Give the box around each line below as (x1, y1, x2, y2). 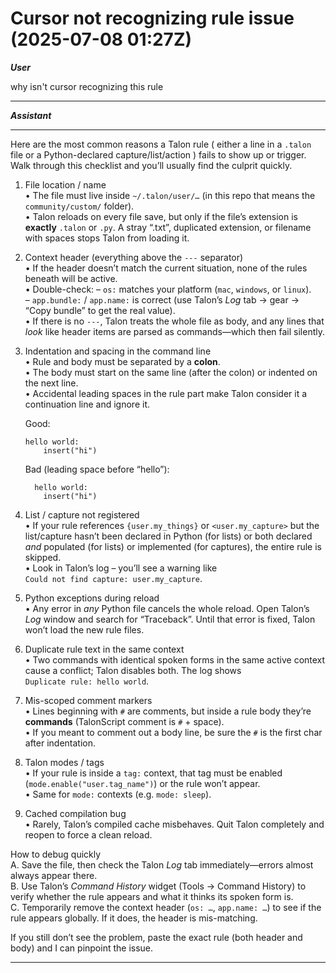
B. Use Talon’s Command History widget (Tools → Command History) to (10, 880, 307, 892)
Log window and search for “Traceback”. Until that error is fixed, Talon (24, 613, 316, 625)
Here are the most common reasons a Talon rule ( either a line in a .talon (10, 138, 312, 150)
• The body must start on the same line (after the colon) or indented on (24, 366, 318, 378)
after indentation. (24, 737, 97, 749)
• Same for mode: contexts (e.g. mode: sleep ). (24, 788, 212, 800)
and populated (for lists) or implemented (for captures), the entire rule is (24, 540, 322, 552)
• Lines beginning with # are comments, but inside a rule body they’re (24, 705, 312, 717)
